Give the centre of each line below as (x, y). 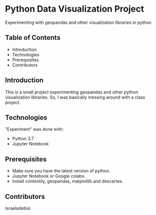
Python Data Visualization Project (75, 9)
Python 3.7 (23, 139)
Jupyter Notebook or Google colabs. (49, 176)
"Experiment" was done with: (34, 129)
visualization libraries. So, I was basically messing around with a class (75, 97)
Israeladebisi (18, 208)
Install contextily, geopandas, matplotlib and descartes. (68, 181)
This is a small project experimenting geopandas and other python (72, 92)
